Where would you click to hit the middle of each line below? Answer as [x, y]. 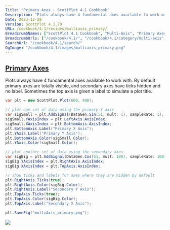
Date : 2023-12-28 [24, 19]
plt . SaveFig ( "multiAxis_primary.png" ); [47, 213]
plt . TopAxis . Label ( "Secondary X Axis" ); [49, 204]
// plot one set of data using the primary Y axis [60, 110]
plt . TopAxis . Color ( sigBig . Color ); [42, 199]
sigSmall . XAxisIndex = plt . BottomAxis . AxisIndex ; [59, 124]
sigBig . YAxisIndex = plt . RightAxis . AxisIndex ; [55, 161]
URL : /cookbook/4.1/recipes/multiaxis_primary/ [56, 29]
